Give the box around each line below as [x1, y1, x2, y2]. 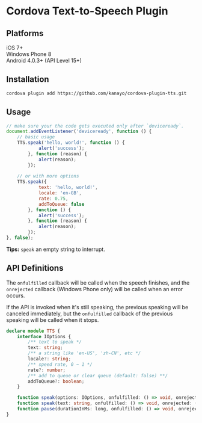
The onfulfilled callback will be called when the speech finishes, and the [6, 279, 190, 286]
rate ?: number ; [28, 367, 66, 373]
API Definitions [6, 263, 64, 273]
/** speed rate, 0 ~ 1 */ [28, 361, 93, 368]
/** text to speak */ [28, 339, 82, 345]
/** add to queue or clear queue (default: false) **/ [28, 372, 168, 378]
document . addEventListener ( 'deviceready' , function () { [6, 128, 152, 135]
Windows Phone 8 [6, 51, 52, 58]
